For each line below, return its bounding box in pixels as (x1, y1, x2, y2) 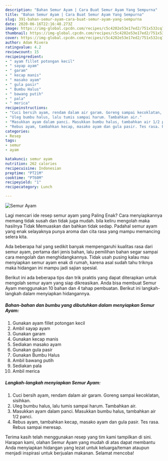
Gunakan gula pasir (12, 347, 53, 353)
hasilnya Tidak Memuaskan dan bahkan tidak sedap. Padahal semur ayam (5, 223, 157, 229)
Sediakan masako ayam (12, 341, 61, 347)
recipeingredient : (5, 54, 43, 59)
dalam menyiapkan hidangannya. (22, 291, 91, 296)
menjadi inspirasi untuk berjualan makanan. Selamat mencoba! (5, 450, 134, 456)
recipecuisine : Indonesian (5, 166, 61, 171)
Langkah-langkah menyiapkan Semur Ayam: (5, 380, 101, 386)
